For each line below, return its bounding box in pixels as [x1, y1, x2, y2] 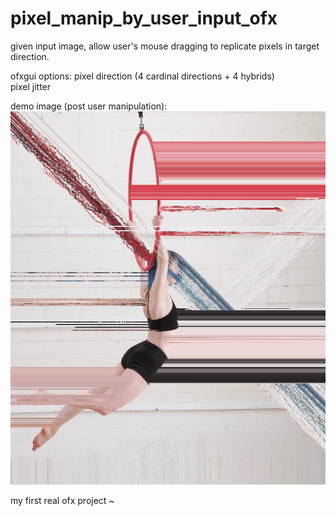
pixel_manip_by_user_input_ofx [10, 7, 278, 30]
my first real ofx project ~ [10, 495, 115, 507]
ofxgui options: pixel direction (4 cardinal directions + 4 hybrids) [10, 70, 275, 82]
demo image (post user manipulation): [10, 100, 168, 112]
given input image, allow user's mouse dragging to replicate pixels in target [10, 40, 320, 52]
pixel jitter [10, 80, 52, 92]
